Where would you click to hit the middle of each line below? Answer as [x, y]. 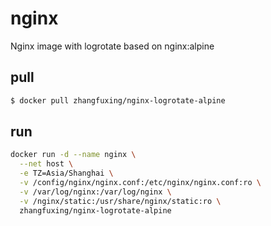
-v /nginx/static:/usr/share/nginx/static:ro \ [120, 201]
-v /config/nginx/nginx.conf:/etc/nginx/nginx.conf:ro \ [140, 183]
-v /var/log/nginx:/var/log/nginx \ [95, 192]
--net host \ [46, 164]
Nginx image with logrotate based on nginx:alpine [112, 46]
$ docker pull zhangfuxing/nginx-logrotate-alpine [118, 100]
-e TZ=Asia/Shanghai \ [66, 173]
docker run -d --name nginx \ [73, 155]
